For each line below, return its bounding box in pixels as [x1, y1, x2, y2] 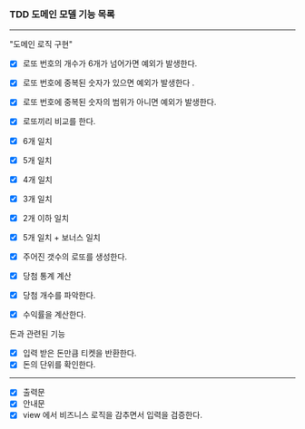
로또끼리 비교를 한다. [22, 116, 96, 127]
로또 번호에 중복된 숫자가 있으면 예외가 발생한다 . [22, 77, 195, 88]
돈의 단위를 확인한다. [22, 359, 96, 370]
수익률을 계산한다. [22, 309, 86, 320]
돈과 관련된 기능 [9, 328, 66, 339]
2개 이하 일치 [22, 212, 70, 223]
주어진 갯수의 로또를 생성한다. [22, 251, 128, 262]
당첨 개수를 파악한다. [22, 290, 96, 301]
